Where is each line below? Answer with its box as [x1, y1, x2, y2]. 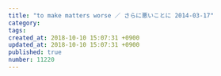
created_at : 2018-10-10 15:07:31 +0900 [8, 33, 140, 42]
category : [8, 19, 41, 27]
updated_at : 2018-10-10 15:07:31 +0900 [8, 41, 140, 49]
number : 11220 [8, 56, 55, 64]
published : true [8, 48, 62, 56]
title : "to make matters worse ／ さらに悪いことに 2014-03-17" [8, 11, 214, 20]
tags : [8, 26, 26, 34]
